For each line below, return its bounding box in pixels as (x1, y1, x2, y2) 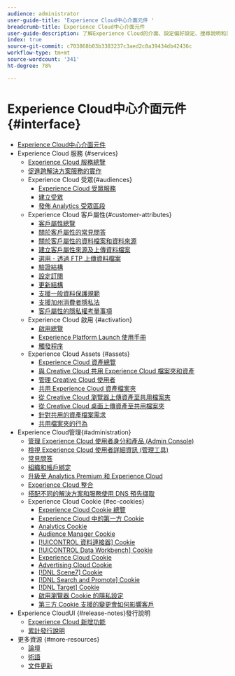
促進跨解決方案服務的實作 (27, 166, 102, 175)
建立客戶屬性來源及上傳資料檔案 (38, 245, 131, 254)
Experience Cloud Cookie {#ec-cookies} (27, 497, 145, 505)
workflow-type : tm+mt (7, 50, 71, 57)
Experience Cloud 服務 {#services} (17, 149, 119, 158)
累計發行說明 (27, 626, 65, 635)
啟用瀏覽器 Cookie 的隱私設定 (38, 591, 124, 600)
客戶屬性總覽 (38, 219, 76, 228)
